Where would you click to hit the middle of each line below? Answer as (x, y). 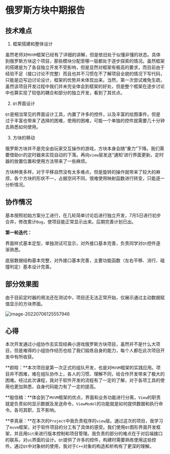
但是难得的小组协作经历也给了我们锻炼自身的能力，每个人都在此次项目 (87, 351)
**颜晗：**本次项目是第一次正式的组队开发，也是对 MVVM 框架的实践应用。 (81, 368)
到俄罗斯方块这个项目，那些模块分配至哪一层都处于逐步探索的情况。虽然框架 (85, 61)
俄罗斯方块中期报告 (45, 10)
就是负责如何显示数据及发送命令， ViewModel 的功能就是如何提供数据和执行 (82, 404)
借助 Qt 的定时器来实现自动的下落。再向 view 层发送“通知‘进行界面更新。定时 (87, 155)
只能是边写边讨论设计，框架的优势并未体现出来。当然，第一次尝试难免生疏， (85, 80)
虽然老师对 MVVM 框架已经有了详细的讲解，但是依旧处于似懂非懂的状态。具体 (83, 55)
